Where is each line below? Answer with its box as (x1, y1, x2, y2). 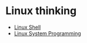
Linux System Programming (14, 29, 82, 37)
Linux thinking (5, 4, 77, 18)
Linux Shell (14, 24, 41, 31)
